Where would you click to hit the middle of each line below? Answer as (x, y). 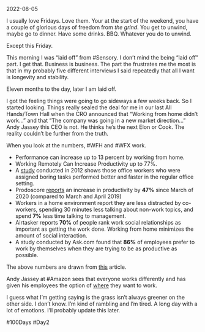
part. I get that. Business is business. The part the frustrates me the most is (101, 64)
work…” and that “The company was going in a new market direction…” (96, 120)
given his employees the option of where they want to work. (82, 285)
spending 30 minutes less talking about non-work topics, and (116, 209)
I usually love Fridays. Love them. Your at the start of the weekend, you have (102, 21)
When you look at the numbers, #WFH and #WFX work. (76, 145)
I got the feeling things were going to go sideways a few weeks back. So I (99, 101)
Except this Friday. (30, 46)
